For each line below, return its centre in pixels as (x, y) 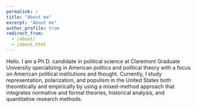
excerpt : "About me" (32, 22)
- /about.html (29, 45)
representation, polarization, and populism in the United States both (89, 80)
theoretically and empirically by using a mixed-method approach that (90, 86)
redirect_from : (25, 34)
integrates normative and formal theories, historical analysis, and (85, 93)
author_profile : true (33, 28)
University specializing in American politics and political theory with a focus (99, 67)
